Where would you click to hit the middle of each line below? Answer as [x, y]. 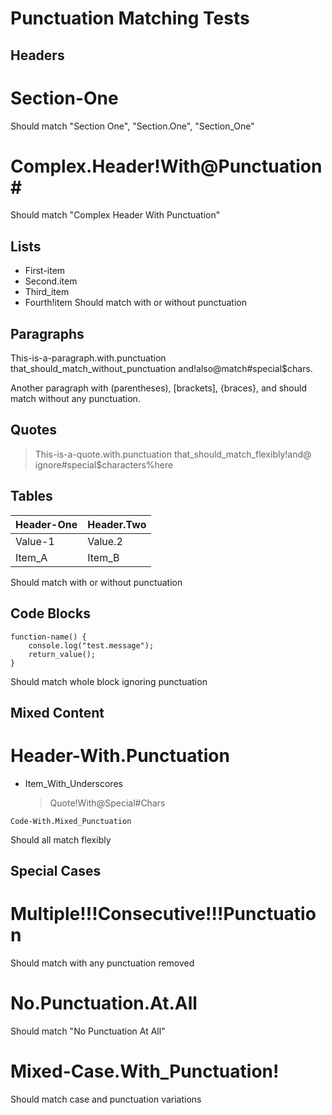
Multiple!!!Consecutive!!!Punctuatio [163, 914]
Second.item [51, 281]
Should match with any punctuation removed [102, 963]
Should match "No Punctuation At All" [88, 1031]
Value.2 [105, 541]
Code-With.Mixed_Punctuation [71, 821]
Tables [31, 496]
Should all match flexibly [61, 839]
